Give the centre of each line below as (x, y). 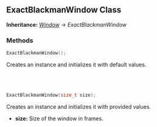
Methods (20, 40)
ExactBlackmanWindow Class (64, 10)
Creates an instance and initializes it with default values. (76, 64)
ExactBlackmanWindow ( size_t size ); (51, 95)
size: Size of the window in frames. (59, 118)
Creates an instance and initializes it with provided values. (79, 106)
